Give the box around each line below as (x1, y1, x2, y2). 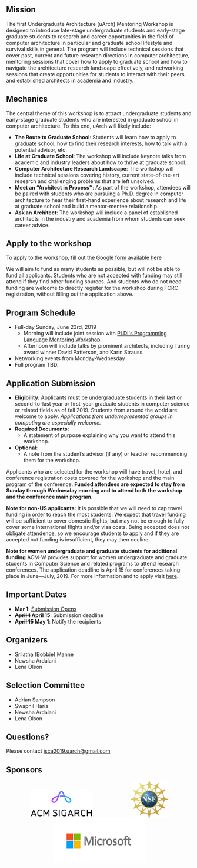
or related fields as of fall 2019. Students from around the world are (14, 407, 178, 414)
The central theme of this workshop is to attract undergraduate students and (6, 109, 192, 117)
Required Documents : (14, 425, 69, 433)
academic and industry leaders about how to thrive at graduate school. (14, 159, 187, 166)
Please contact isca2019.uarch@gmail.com (6, 748, 111, 755)
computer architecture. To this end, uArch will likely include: (6, 122, 151, 129)
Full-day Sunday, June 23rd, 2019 (14, 324, 97, 331)
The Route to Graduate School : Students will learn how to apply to (14, 133, 176, 141)
